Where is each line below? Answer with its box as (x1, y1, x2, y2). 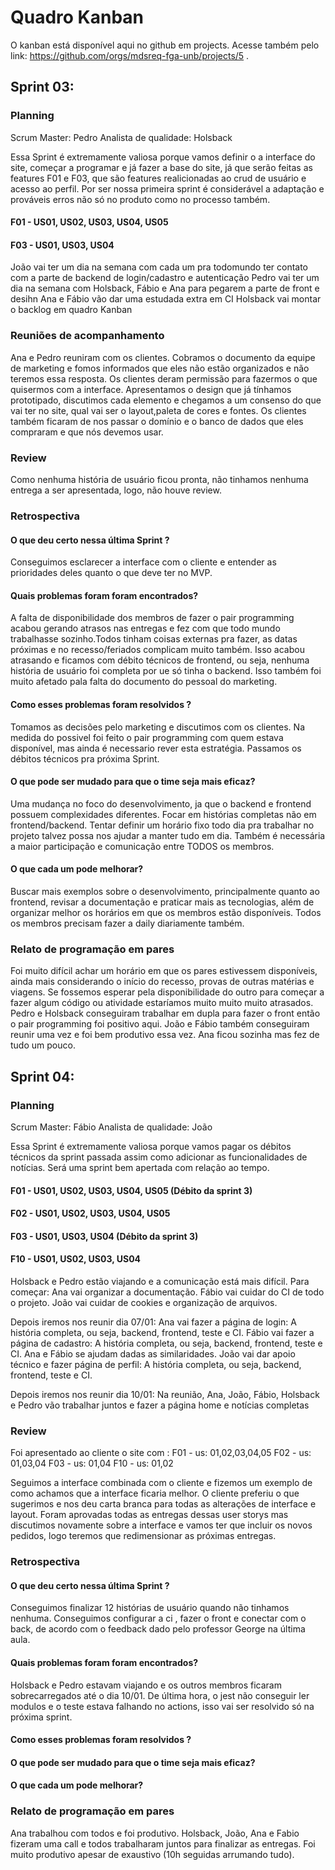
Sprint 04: (10, 1068, 75, 1085)
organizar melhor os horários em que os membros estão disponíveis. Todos (10, 906, 322, 918)
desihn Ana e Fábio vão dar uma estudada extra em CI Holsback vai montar (10, 293, 322, 305)
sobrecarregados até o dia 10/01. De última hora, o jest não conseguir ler (10, 1689, 310, 1701)
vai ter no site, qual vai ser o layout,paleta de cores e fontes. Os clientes (10, 404, 307, 416)
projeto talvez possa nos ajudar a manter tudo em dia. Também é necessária (10, 829, 326, 841)
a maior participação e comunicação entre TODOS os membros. (10, 840, 275, 852)
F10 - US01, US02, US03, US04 (10, 1253, 142, 1265)
